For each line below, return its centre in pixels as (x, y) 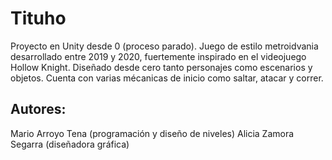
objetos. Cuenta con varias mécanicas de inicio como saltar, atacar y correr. (167, 78)
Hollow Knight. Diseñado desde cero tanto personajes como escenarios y (161, 67)
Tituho (38, 18)
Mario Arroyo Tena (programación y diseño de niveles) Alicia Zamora (152, 133)
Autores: (38, 109)
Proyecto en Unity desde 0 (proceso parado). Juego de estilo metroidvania (164, 46)
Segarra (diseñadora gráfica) (70, 144)
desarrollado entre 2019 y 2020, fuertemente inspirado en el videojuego (158, 56)
